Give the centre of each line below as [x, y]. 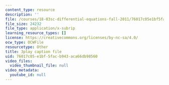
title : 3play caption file [33, 51]
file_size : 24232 [23, 24]
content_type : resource [30, 10]
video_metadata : [22, 70]
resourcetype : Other [27, 47]
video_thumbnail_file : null [39, 65]
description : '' [22, 14]
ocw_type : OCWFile [24, 42]
